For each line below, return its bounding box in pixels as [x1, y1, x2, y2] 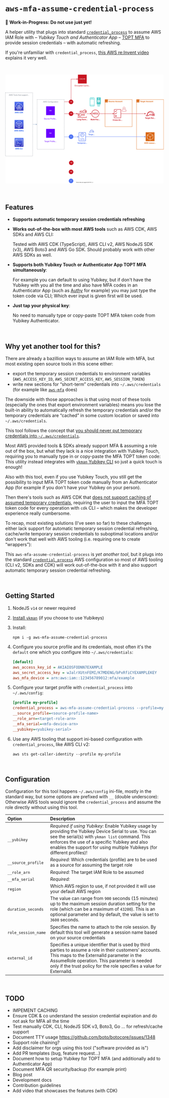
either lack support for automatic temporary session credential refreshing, [5, 525, 158, 531]
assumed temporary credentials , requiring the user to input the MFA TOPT [5, 500, 159, 506]
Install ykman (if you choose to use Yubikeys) [12, 614, 104, 621]
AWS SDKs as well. [12, 252, 52, 258]
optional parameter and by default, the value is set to [50, 912, 159, 918]
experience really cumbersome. [5, 510, 71, 516]
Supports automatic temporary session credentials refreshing [12, 217, 145, 223]
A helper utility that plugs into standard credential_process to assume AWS [5, 29, 161, 35]
